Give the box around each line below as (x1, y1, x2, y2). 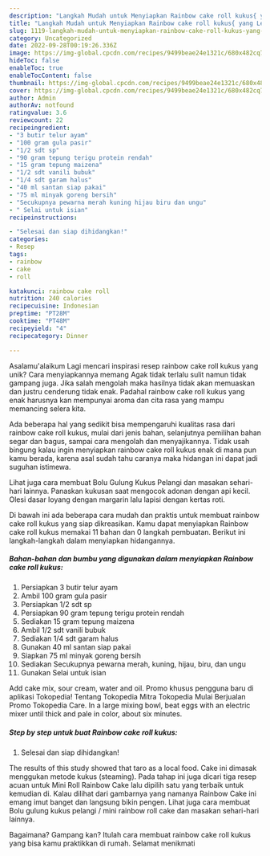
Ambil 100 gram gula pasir (20, 591, 107, 601)
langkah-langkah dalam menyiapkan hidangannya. (9, 536, 175, 545)
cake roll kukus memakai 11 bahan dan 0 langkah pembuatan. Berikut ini (9, 527, 246, 536)
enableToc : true (9, 64, 63, 72)
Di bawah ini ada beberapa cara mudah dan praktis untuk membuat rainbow (9, 510, 260, 520)
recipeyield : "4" (9, 324, 67, 332)
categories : (9, 235, 49, 243)
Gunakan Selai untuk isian (20, 668, 107, 678)
